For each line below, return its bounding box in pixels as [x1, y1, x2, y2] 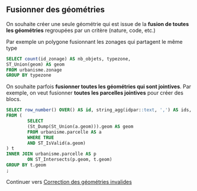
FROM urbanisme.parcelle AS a [27, 129, 102, 135]
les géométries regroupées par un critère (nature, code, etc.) [6, 27, 156, 34]
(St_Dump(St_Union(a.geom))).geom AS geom [27, 124, 134, 130]
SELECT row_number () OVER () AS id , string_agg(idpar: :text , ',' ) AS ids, [6, 107, 192, 113]
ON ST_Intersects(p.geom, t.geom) [27, 157, 112, 163]
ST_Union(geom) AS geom [6, 61, 65, 67]
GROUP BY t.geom [6, 162, 46, 168]
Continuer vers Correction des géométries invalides [6, 178, 132, 185]
